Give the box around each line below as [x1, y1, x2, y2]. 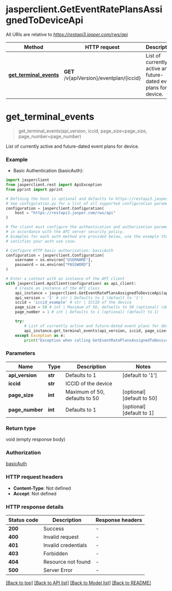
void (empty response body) [6, 436, 66, 443]
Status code [8, 516, 39, 524]
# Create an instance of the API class [15, 285, 100, 291]
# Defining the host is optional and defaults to [6, 196, 114, 201]
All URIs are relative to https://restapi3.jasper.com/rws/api [6, 31, 128, 37]
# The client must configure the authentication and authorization [6, 224, 153, 230]
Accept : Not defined [13, 490, 57, 496]
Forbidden [43, 550, 68, 557]
